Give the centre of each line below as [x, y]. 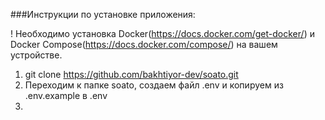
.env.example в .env [66, 95]
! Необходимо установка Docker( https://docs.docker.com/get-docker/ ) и [162, 33]
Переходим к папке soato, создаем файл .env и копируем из [154, 85]
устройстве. [36, 55]
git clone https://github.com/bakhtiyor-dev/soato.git [131, 74]
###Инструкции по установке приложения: [103, 14]
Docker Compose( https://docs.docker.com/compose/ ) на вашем [144, 44]
